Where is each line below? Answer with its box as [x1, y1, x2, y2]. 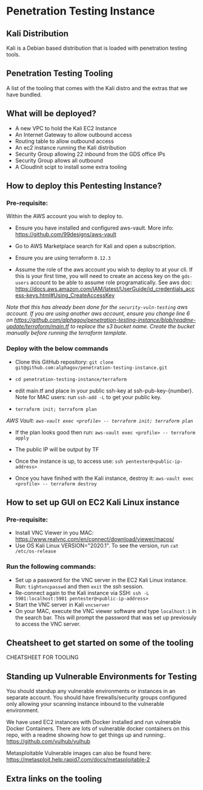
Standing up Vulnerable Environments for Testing [6, 671, 197, 682]
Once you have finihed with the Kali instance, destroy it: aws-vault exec [15, 474, 194, 482]
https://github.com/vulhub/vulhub [6, 738, 91, 745]
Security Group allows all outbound [15, 156, 103, 164]
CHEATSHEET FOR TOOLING [6, 654, 79, 661]
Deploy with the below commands [6, 344, 108, 353]
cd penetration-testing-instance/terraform [15, 376, 127, 382]
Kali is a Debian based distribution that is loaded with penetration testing [6, 44, 187, 51]
